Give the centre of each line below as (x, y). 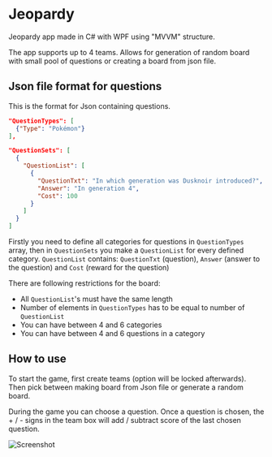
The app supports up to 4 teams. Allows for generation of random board (129, 52)
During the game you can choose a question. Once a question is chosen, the (136, 412)
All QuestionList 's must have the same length (96, 299)
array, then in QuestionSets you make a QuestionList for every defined (126, 250)
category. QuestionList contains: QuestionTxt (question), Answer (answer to (134, 259)
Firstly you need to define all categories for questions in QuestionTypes (126, 241)
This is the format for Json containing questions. (89, 106)
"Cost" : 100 (58, 196)
